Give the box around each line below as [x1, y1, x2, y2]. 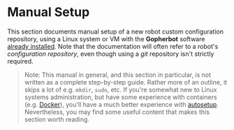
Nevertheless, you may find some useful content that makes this [24, 108, 210, 116]
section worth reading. [24, 115, 89, 123]
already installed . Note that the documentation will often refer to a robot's [7, 42, 219, 50]
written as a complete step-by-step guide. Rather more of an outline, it [24, 78, 228, 86]
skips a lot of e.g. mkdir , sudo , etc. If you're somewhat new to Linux [24, 85, 217, 94]
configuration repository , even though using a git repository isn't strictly [7, 50, 214, 58]
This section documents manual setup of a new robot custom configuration [7, 27, 224, 36]
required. [7, 57, 34, 65]
